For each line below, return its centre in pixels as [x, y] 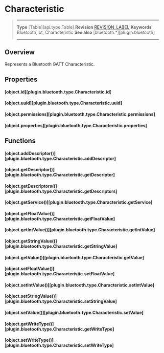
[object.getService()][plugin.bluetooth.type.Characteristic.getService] [79, 202]
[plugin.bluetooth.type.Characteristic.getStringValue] [61, 246]
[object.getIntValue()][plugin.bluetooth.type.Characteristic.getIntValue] [80, 230]
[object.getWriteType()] [29, 324]
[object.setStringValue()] [31, 296]
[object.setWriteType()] [29, 340]
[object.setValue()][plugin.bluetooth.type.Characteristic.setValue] [74, 313]
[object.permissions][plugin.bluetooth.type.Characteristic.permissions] [80, 114]
